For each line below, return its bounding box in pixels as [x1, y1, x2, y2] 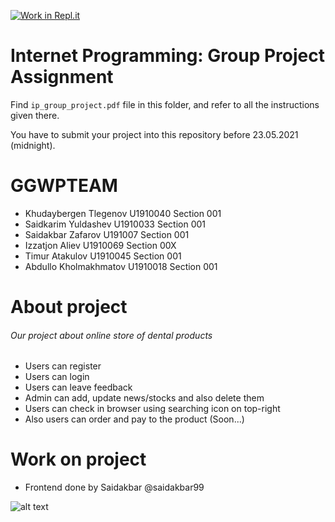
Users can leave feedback [24, 381, 133, 394]
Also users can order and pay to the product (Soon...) [24, 413, 245, 425]
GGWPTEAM [10, 175, 118, 197]
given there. [10, 109, 60, 121]
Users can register [24, 360, 102, 372]
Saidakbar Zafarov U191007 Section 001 [24, 228, 190, 240]
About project [10, 296, 128, 319]
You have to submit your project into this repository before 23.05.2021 [10, 128, 299, 140]
